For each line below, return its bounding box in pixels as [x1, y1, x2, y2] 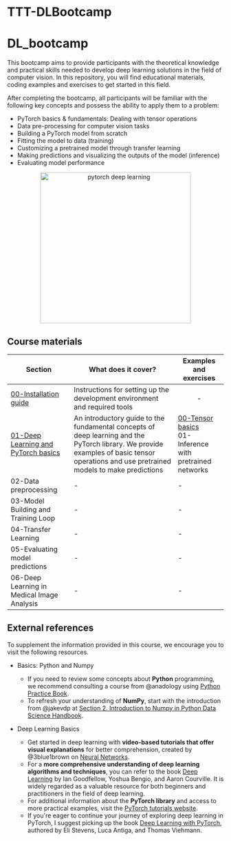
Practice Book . [27, 689, 69, 697]
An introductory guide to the [74, 413, 165, 423]
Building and [10, 504, 52, 514]
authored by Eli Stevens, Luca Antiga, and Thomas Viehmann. [27, 826, 203, 834]
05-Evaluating [10, 544, 58, 554]
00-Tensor [177, 413, 214, 423]
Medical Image [10, 590, 58, 600]
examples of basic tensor [74, 448, 155, 457]
